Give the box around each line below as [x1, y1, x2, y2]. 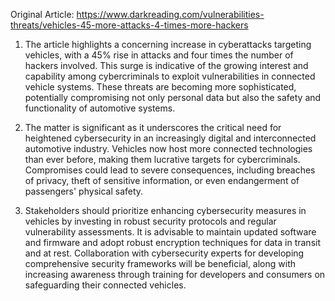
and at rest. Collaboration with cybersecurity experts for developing [24, 247, 305, 259]
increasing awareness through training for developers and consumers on [24, 269, 326, 280]
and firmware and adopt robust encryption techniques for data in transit [24, 237, 321, 248]
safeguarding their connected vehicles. [24, 279, 187, 291]
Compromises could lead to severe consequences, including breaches [24, 164, 316, 176]
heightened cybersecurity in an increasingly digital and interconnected [24, 132, 317, 144]
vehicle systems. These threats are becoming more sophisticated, [24, 81, 297, 93]
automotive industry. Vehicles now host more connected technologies [24, 143, 313, 154]
